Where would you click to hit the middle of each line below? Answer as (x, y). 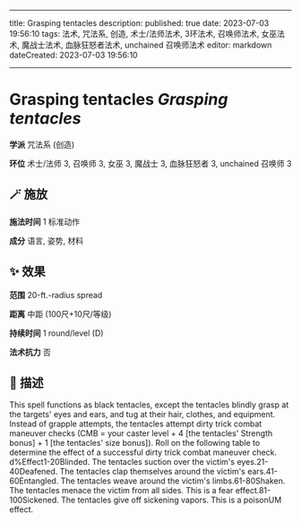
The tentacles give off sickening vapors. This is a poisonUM (172, 500)
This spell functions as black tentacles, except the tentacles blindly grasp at (149, 405)
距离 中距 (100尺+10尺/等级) (60, 313)
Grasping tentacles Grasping (119, 100)
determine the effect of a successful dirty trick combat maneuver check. (143, 452)
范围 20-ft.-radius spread (56, 295)
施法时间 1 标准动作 (45, 221)
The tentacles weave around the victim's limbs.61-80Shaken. (173, 481)
